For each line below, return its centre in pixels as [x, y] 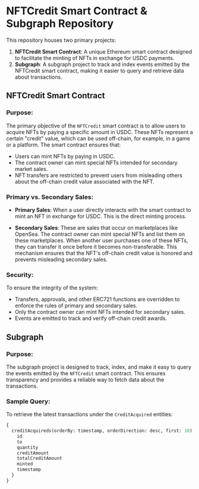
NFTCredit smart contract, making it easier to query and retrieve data [99, 70]
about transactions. [38, 77]
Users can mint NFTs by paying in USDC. [65, 156]
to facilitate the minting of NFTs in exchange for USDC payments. [94, 58]
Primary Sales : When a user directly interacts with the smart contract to [103, 210]
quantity [28, 447]
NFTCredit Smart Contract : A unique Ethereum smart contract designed [103, 51]
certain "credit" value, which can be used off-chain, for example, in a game [98, 138]
